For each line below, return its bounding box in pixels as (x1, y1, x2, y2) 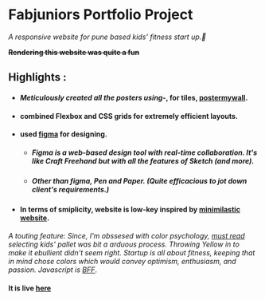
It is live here (8, 283, 52, 293)
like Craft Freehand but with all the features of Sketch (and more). (31, 156, 255, 165)
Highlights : (8, 70, 67, 85)
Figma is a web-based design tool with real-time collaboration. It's (31, 148, 258, 157)
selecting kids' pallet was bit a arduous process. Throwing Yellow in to (8, 239, 240, 249)
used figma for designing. (19, 129, 107, 139)
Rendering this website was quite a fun (8, 47, 140, 57)
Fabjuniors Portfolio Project (8, 6, 193, 24)
